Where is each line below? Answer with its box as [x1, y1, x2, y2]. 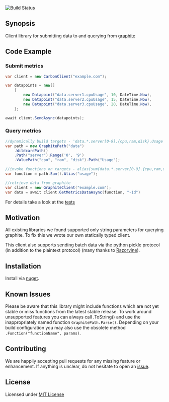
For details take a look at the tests [5, 199, 75, 205]
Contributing [5, 345, 46, 353]
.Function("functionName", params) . [5, 330, 81, 336]
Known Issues [5, 290, 51, 298]
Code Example [5, 47, 52, 56]
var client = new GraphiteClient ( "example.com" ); [5, 185, 112, 190]
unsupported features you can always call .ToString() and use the [5, 314, 141, 320]
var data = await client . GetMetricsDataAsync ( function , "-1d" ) [5, 189, 141, 195]
